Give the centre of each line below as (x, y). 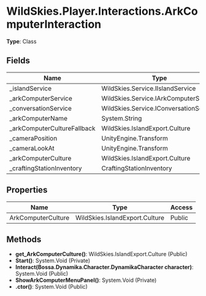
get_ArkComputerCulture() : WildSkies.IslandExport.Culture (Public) (101, 254)
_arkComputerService (41, 98)
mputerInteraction (54, 24)
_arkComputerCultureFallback (53, 128)
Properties (27, 190)
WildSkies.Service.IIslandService (149, 88)
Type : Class (21, 41)
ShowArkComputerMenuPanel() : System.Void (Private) (86, 280)
